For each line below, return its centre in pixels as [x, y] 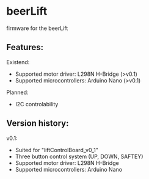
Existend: [18, 62]
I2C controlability [37, 104]
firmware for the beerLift [37, 28]
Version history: [38, 123]
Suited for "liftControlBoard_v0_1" [57, 150]
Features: [25, 47]
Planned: [17, 92]
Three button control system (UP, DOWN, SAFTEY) [79, 156]
